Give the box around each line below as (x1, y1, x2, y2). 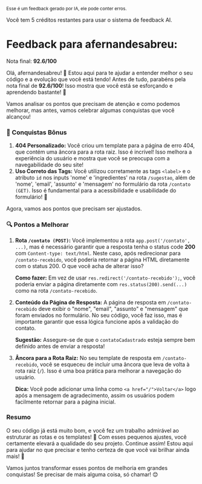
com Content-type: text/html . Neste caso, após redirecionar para (15, 249, 181, 257)
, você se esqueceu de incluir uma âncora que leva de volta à (37, 361, 190, 368)
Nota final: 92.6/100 (6, 57, 57, 65)
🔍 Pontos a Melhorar (6, 221, 69, 229)
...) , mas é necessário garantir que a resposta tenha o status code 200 (15, 243, 195, 250)
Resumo (6, 413, 31, 422)
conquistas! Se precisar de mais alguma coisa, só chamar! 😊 (6, 471, 158, 478)
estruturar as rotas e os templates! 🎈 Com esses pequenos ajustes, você (6, 433, 187, 440)
